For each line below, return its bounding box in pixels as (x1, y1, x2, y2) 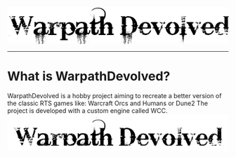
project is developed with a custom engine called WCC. (7, 106, 168, 115)
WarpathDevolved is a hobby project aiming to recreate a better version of (7, 91, 222, 100)
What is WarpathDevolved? (7, 69, 171, 84)
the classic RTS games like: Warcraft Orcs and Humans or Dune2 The (7, 99, 209, 107)
